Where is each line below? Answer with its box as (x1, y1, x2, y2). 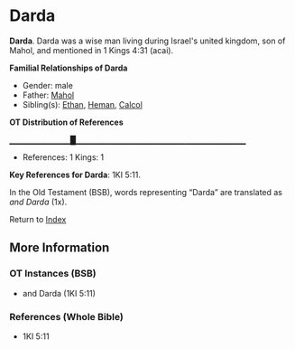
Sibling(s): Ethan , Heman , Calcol (22, 99, 143, 109)
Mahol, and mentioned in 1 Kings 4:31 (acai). (9, 44, 174, 55)
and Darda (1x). (9, 196, 68, 207)
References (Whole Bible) (9, 310, 124, 323)
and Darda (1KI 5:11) (22, 288, 97, 298)
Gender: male (22, 80, 74, 90)
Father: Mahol (22, 90, 75, 100)
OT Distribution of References (9, 117, 124, 127)
